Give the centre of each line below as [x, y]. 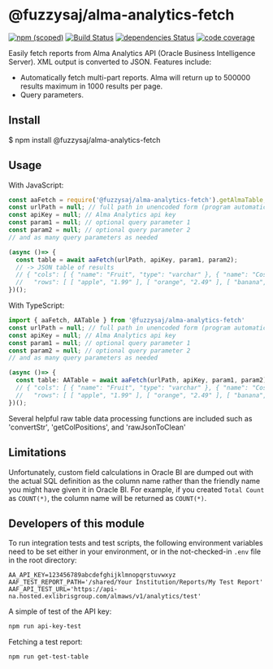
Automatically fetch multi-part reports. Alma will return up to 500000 [135, 77]
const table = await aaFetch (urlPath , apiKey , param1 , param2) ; [127, 260]
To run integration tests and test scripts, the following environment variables [136, 543]
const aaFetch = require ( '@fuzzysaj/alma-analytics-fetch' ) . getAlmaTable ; [138, 200]
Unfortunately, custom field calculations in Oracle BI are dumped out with [131, 472]
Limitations [37, 453]
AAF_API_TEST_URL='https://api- [63, 589]
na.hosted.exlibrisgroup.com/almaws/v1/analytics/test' [105, 597]
